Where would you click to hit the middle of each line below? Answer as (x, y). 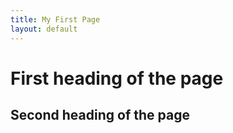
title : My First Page (55, 19)
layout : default (44, 29)
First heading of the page (117, 78)
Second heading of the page (100, 115)
